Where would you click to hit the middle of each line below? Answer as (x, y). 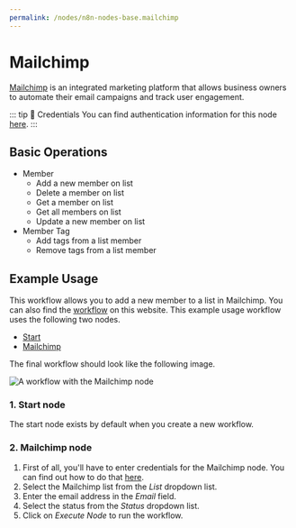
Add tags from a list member (89, 241)
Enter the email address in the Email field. (99, 496)
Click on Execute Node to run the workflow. (103, 515)
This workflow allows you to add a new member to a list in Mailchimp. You (146, 300)
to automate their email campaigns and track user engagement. (127, 96)
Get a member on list (75, 203)
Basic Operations (58, 152)
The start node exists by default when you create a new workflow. (132, 424)
